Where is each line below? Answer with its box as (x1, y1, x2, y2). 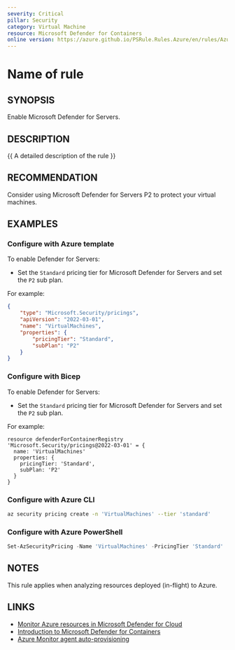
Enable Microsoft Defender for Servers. (7, 113, 120, 121)
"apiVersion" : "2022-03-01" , (20, 316, 105, 323)
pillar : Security (7, 17, 58, 24)
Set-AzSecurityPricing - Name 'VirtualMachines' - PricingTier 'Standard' (7, 543, 224, 550)
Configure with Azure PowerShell (7, 527, 123, 537)
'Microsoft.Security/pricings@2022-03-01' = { (7, 441, 145, 448)
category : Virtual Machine (7, 23, 86, 30)
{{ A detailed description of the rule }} (7, 151, 116, 160)
